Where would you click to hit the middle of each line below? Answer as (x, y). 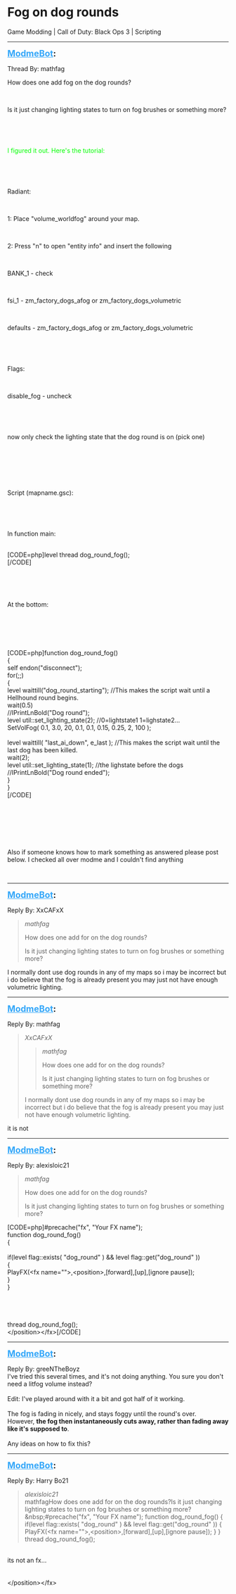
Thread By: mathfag (36, 68)
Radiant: (19, 191)
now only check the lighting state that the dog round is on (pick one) (106, 436)
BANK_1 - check (30, 273)
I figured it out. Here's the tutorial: (56, 150)
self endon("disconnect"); (45, 668)
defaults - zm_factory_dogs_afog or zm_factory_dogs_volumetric (100, 327)
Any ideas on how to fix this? (49, 1443)
